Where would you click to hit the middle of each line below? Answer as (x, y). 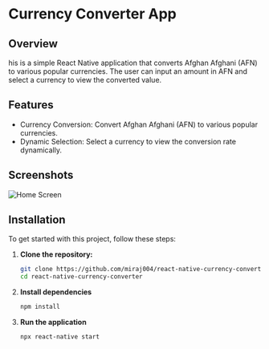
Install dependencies (56, 292)
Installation (37, 220)
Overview (33, 44)
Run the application (53, 323)
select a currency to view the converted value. (85, 80)
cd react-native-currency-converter (81, 277)
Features (31, 105)
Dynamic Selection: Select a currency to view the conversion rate (128, 141)
